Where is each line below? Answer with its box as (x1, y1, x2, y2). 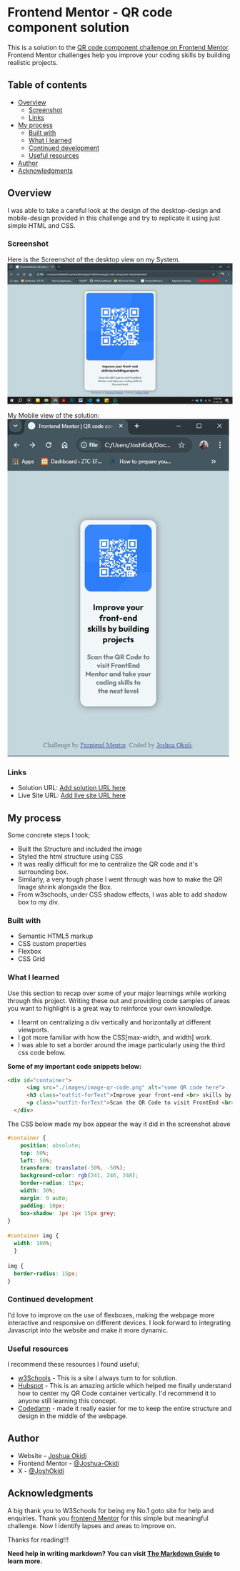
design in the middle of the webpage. (17, 1412, 128, 1420)
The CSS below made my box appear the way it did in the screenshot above (7, 1119, 231, 1128)
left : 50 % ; (20, 1157, 53, 1164)
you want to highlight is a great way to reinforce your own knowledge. (7, 1004, 213, 1012)
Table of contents (7, 79, 87, 91)
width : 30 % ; (20, 1187, 56, 1195)
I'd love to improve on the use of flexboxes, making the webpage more (7, 1310, 215, 1319)
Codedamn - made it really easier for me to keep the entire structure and (17, 1405, 232, 1413)
